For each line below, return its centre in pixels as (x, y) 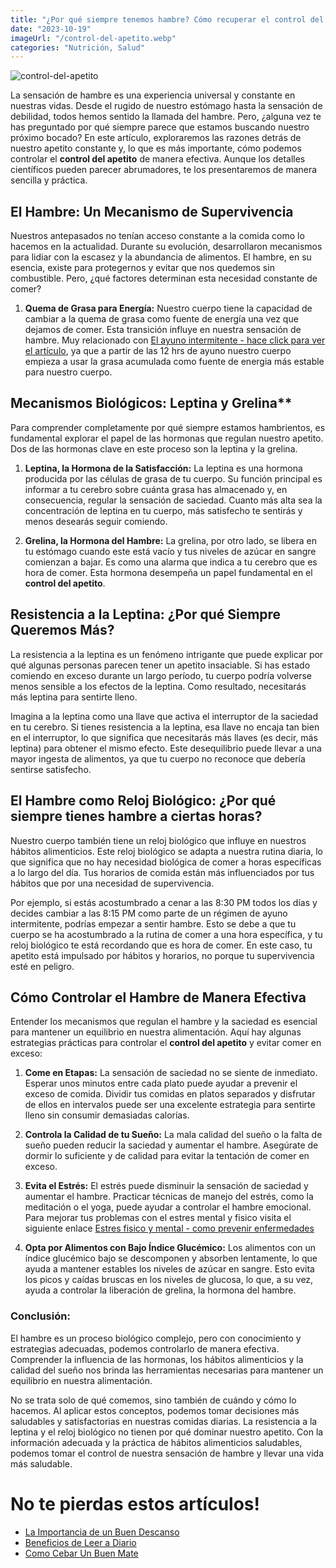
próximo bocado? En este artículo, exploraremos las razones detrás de (156, 138)
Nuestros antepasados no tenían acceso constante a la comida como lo (157, 236)
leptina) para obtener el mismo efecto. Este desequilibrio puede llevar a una (166, 748)
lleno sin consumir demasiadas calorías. (107, 1115)
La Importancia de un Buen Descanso (102, 1532)
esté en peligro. (42, 966)
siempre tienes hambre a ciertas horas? (136, 816)
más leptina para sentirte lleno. (74, 697)
